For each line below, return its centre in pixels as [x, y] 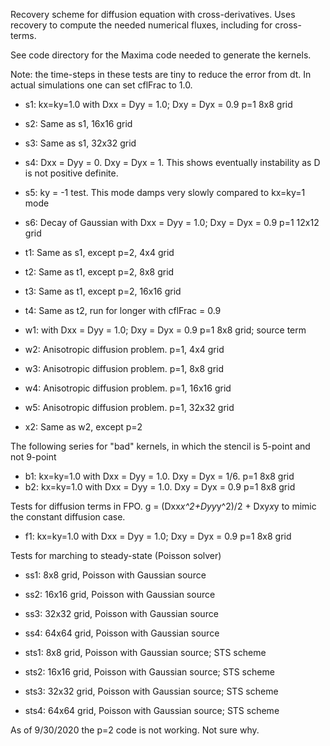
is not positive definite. [71, 173]
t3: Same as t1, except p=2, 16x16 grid [103, 291]
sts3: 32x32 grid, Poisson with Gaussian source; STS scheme [151, 691]
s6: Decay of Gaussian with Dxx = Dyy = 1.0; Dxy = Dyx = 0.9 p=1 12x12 [172, 222]
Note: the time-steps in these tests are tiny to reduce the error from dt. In [161, 74]
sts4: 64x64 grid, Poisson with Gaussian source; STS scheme [152, 710]
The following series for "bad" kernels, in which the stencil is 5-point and [160, 446]
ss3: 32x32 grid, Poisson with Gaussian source [121, 613]
